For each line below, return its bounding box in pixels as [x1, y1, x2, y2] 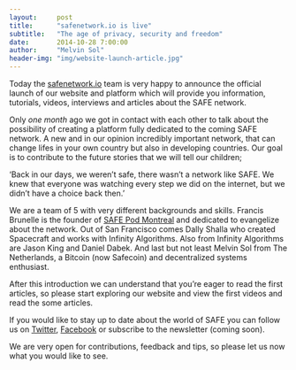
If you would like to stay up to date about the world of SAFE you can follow [9, 315, 281, 325]
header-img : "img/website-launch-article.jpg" [9, 54, 184, 63]
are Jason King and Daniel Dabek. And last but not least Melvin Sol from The [9, 243, 288, 253]
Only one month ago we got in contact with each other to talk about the [9, 114, 269, 125]
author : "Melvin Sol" [9, 46, 104, 55]
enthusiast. [9, 262, 50, 272]
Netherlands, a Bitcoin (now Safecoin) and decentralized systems [9, 252, 247, 262]
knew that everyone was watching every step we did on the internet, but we [9, 179, 285, 189]
